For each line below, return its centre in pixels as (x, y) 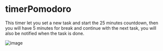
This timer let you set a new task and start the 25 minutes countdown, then (82, 23)
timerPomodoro (38, 9)
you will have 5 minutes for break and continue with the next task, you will (81, 28)
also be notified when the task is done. (45, 33)
